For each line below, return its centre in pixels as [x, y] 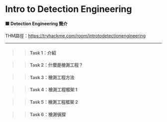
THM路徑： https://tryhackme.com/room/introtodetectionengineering [75, 35]
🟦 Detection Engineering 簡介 [37, 23]
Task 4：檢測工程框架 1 [54, 90]
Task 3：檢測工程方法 [52, 77]
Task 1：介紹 [43, 53]
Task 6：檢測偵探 [48, 114]
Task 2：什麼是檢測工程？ [56, 65]
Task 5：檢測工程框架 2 [54, 102]
